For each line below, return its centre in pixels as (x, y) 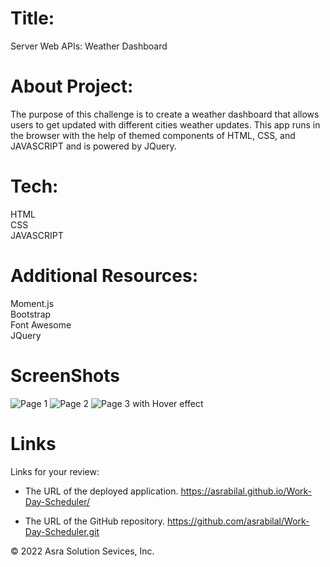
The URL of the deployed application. (101, 491)
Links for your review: (55, 471)
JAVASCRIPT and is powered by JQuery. (93, 146)
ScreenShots (65, 375)
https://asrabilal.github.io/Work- (246, 491)
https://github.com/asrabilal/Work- (238, 521)
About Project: (72, 86)
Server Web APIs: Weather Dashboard (89, 46)
